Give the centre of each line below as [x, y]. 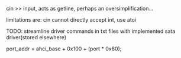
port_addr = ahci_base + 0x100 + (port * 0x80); [64, 49]
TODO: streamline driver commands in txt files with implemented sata [91, 31]
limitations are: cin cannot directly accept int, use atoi [71, 20]
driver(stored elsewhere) [36, 37]
